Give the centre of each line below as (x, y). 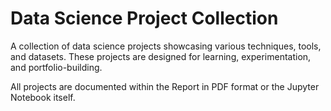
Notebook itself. (43, 97)
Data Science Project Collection (144, 18)
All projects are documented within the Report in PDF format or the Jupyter (165, 86)
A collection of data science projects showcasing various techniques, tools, (166, 46)
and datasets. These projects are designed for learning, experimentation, (161, 56)
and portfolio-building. (56, 67)
